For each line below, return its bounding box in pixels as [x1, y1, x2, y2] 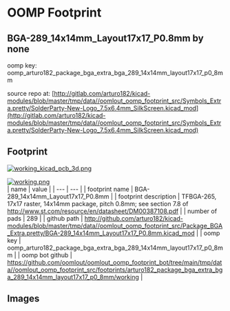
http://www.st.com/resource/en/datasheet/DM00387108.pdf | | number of [7, 207, 218, 215]
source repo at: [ [7, 90, 54, 97]
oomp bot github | [21, 250, 72, 259]
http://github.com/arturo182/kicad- [84, 214, 184, 222]
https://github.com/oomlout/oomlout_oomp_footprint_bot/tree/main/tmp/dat [7, 258, 222, 266]
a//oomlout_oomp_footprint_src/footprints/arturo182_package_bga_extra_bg [7, 265, 223, 274]
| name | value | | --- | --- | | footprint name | [7, 185, 134, 193]
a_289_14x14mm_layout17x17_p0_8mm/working [7, 272, 140, 281]
